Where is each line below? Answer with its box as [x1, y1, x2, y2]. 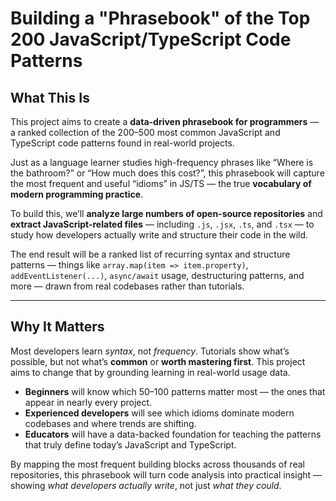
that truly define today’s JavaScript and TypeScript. [24, 438, 237, 451]
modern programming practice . [10, 188, 144, 200]
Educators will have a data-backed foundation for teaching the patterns [24, 428, 322, 440]
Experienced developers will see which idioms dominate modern [24, 407, 295, 419]
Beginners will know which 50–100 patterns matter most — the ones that [24, 385, 326, 397]
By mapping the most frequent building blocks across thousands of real [10, 458, 305, 470]
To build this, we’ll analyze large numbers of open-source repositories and [10, 208, 323, 219]
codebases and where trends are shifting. [24, 417, 197, 429]
